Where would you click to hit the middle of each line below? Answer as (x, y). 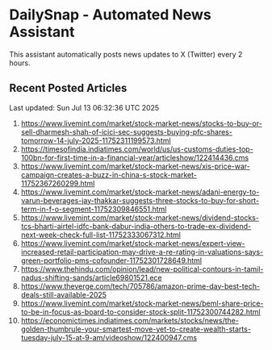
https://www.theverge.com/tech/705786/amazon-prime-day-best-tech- (140, 286)
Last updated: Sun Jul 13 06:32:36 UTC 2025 (84, 107)
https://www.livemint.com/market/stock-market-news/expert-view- (133, 243)
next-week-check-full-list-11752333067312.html (100, 235)
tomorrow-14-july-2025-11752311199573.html (96, 140)
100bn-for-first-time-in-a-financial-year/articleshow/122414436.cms (135, 157)
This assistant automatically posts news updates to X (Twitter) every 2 (126, 54)
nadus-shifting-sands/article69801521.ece (91, 277)
